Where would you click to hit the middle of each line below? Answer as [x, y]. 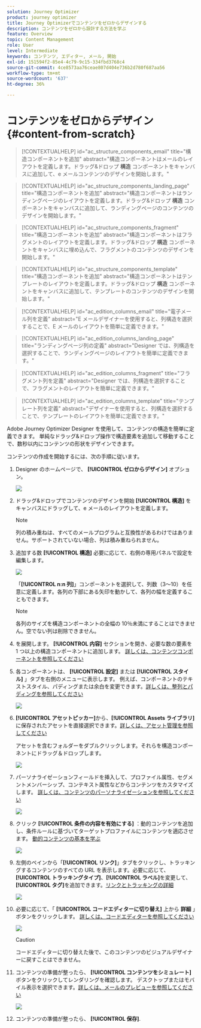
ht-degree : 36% [26, 85]
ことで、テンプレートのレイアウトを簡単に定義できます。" [93, 416]
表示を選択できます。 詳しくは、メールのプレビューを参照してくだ [107, 987]
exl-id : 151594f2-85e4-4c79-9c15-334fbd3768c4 [66, 62]
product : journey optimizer [42, 17]
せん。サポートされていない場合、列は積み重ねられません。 [89, 539]
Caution [25, 939]
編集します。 [31, 560]
